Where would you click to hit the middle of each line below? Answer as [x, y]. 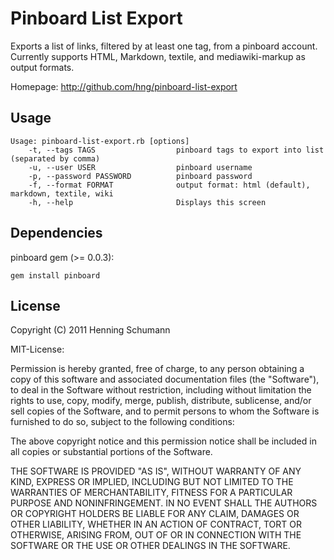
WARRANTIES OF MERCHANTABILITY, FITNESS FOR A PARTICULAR [151, 493]
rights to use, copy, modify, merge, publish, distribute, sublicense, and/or [161, 401]
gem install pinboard [55, 275]
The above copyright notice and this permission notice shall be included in [163, 441]
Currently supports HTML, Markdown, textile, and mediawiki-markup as [158, 56]
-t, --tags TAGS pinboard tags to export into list [176, 150]
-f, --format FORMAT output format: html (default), [169, 185]
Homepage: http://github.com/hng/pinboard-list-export [124, 86]
